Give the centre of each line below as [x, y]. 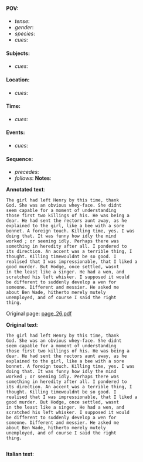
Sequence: [20, 159]
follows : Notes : [33, 178]
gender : [24, 28]
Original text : [22, 325]
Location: [18, 80]
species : [25, 34]
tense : [22, 21]
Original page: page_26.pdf [39, 314]
